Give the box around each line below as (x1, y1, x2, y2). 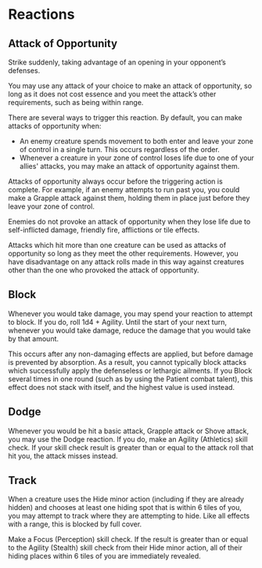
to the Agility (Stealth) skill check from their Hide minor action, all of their (8, 543, 242, 552)
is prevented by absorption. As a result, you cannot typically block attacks (8, 357, 247, 366)
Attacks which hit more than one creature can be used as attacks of (8, 241, 227, 249)
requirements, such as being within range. (8, 98, 144, 107)
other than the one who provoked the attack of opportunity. (8, 265, 199, 275)
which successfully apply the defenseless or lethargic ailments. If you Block (8, 366, 253, 375)
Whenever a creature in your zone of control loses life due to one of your (19, 153, 254, 162)
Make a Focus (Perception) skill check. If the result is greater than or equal (8, 535, 249, 544)
